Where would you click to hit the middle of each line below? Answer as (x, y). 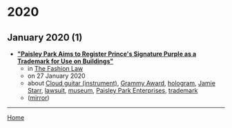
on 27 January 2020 (56, 76)
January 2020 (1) (45, 38)
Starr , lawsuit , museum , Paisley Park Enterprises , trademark (113, 90)
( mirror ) (38, 98)
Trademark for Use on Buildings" (65, 61)
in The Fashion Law (55, 68)
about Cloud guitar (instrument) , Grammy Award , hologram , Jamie (122, 83)
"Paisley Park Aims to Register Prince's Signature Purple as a (107, 54)
